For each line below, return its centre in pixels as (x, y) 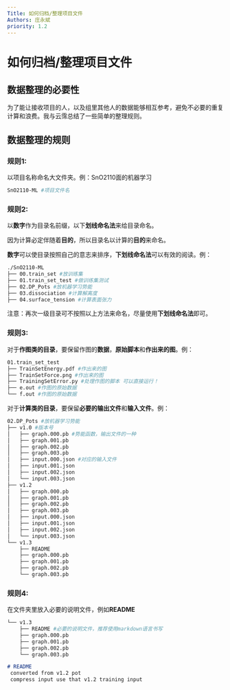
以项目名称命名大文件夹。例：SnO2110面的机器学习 (80, 177)
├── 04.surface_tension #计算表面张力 (59, 299)
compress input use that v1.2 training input (76, 680)
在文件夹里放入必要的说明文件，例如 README (71, 610)
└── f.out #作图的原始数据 (42, 394)
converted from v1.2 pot (45, 674)
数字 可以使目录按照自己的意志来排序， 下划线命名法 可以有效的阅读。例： (109, 255)
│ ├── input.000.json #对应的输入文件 (62, 460)
